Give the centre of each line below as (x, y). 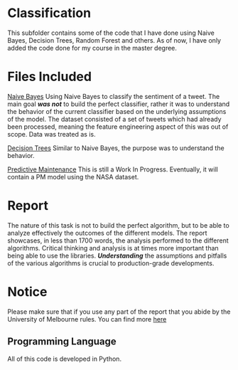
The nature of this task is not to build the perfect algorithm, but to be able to (118, 225)
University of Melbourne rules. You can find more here (87, 319)
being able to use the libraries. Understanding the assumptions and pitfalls (117, 255)
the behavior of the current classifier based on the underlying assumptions (117, 111)
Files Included (50, 77)
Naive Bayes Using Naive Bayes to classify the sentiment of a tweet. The (114, 96)
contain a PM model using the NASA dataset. (73, 176)
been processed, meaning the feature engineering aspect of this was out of (118, 127)
